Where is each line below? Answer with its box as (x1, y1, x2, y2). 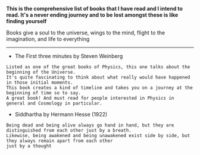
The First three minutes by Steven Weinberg (14, 53, 123, 59)
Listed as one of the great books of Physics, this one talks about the (6, 64, 190, 70)
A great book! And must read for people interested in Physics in (6, 95, 174, 101)
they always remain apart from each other (6, 138, 113, 144)
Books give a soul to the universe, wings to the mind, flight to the (6, 29, 165, 36)
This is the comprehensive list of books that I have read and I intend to (6, 5, 183, 12)
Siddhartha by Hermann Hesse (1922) (14, 111, 108, 118)
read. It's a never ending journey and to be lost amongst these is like (6, 11, 179, 18)
